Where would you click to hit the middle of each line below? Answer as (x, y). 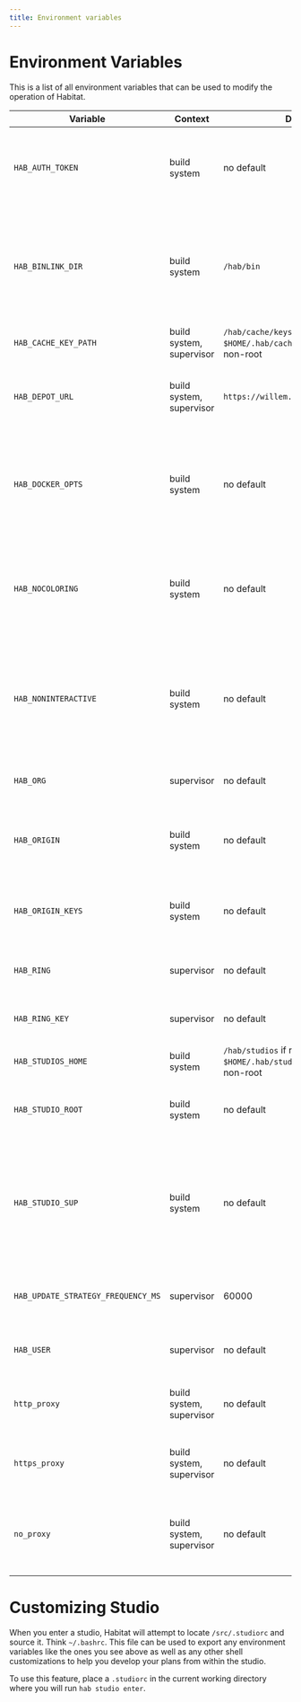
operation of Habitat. (47, 96)
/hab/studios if (255, 1050)
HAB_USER (32, 1349)
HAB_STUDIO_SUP (46, 1203)
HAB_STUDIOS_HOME (51, 1061)
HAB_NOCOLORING (46, 588)
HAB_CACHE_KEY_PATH (55, 343)
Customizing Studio (84, 1607)
